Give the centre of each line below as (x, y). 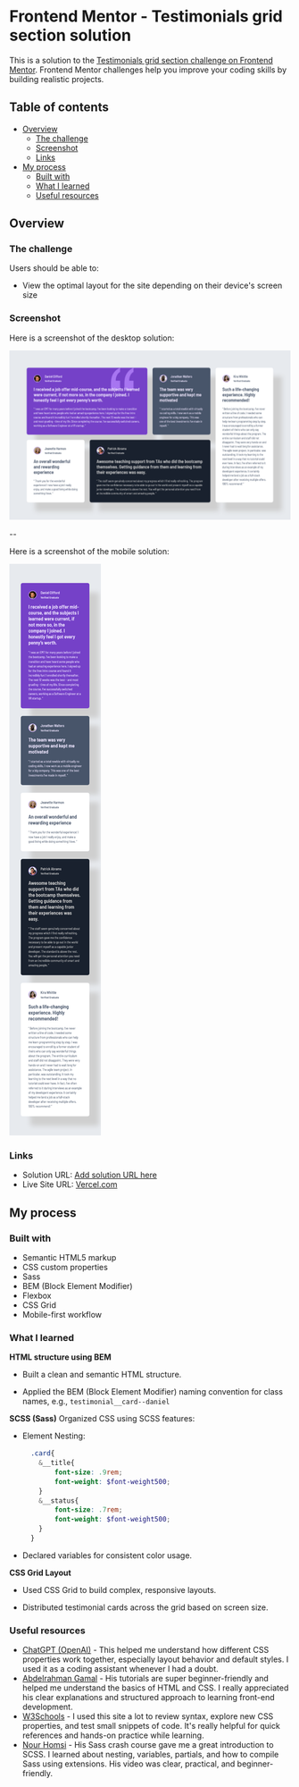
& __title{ (57, 1463)
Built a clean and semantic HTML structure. (102, 1375)
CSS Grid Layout (40, 1572)
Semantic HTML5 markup (69, 1257)
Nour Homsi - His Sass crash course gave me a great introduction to (148, 1745)
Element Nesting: (54, 1436)
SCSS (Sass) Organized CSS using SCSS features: (102, 1419)
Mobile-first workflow (62, 1314)
